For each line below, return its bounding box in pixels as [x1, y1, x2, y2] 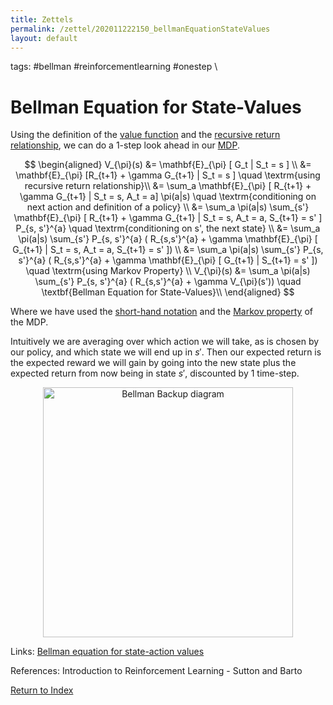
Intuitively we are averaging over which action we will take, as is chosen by [10, 336, 320, 348]
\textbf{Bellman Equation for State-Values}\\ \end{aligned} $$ [41, 286, 295, 298]
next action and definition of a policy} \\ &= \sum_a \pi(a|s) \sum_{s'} [26, 201, 310, 213]
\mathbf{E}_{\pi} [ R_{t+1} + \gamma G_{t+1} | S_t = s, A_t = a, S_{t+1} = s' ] [13, 212, 323, 224]
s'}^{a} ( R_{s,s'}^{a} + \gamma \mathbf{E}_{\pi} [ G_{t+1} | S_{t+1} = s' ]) [18, 254, 318, 266]
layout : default [10, 33, 78, 43]
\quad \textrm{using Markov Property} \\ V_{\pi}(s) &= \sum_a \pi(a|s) [25, 265, 311, 277]
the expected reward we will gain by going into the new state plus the [10, 357, 297, 369]
